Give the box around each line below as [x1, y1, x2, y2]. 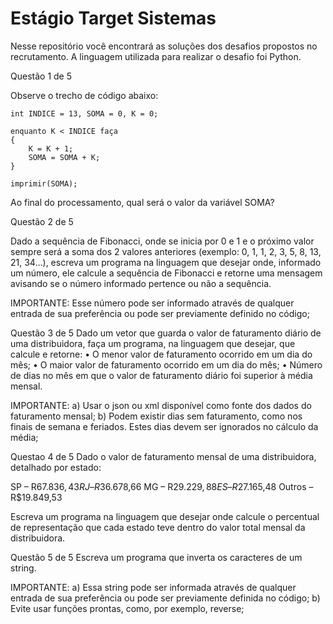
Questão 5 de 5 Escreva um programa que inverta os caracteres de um [10, 551, 303, 563]
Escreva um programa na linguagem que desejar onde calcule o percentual [10, 510, 320, 522]
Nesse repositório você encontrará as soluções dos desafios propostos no [10, 40, 318, 52]
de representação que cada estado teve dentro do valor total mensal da [10, 521, 306, 533]
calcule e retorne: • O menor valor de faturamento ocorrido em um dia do [10, 348, 313, 360]
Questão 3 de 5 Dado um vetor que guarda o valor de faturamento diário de [10, 327, 322, 339]
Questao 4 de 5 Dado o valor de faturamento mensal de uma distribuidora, [10, 450, 317, 462]
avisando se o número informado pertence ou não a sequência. [10, 277, 272, 289]
